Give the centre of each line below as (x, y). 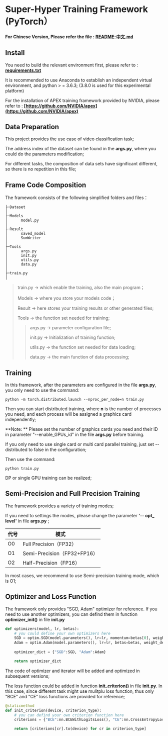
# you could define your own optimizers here (62, 633)
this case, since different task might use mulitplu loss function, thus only (79, 691)
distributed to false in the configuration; (46, 450)
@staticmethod (20, 706)
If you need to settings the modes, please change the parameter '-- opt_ (80, 515)
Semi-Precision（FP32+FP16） (60, 553)
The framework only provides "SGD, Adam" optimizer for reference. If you (81, 609)
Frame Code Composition (46, 185)
